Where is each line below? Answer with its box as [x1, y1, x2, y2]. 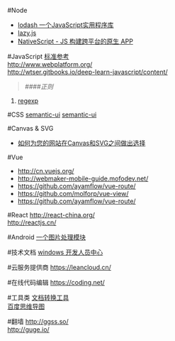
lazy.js [17, 28, 37, 37]
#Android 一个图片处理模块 [7, 233, 86, 241]
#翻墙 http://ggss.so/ [7, 318, 69, 325]
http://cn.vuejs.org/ [17, 167, 74, 175]
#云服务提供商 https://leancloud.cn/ [7, 263, 112, 271]
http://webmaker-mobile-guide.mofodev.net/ [17, 174, 149, 183]
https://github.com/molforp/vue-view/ [17, 190, 129, 197]
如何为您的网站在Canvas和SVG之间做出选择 [17, 139, 146, 147]
